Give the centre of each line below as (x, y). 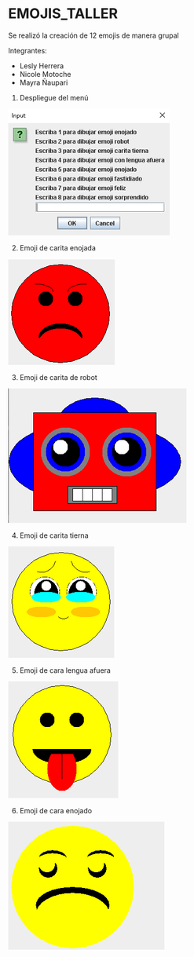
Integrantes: (27, 50)
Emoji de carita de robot (59, 377)
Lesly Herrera (42, 66)
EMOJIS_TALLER (63, 14)
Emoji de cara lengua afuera (65, 670)
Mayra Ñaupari (44, 82)
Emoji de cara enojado (56, 810)
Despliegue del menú (54, 97)
